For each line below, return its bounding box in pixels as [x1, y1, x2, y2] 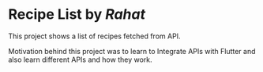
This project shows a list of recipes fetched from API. [8, 31, 181, 41]
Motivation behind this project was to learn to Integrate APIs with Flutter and [8, 46, 256, 56]
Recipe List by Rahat [8, 5, 146, 23]
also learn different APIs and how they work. [8, 55, 152, 64]
